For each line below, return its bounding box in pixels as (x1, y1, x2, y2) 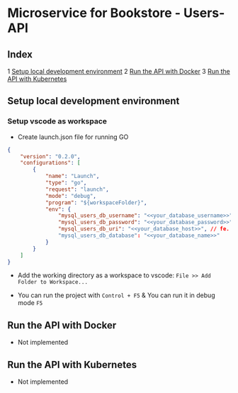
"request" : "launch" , (45, 186, 110, 193)
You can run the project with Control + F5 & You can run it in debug (17, 291, 215, 299)
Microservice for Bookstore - (7, 5, 181, 21)
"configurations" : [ (20, 160, 81, 167)
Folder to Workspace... (17, 279, 89, 286)
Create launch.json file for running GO (17, 133, 129, 141)
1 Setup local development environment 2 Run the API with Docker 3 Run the (7, 67, 230, 75)
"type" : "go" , (45, 179, 87, 187)
